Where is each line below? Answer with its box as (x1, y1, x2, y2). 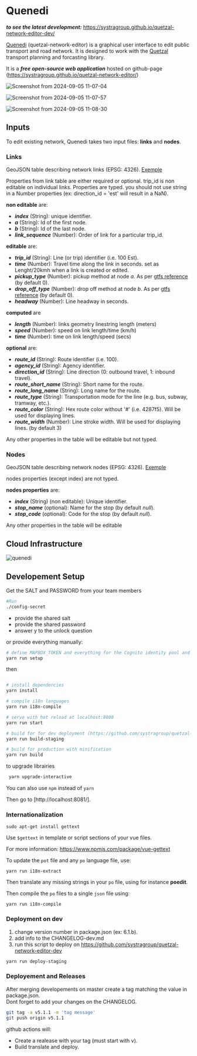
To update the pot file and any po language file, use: (6, 857, 131, 864)
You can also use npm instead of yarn (6, 785, 94, 792)
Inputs (6, 122, 30, 133)
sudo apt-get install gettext (6, 824, 80, 830)
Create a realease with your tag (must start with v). (14, 1037, 138, 1044)
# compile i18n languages (6, 698, 69, 704)
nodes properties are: (6, 486, 60, 494)
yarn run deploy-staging (6, 959, 67, 964)
